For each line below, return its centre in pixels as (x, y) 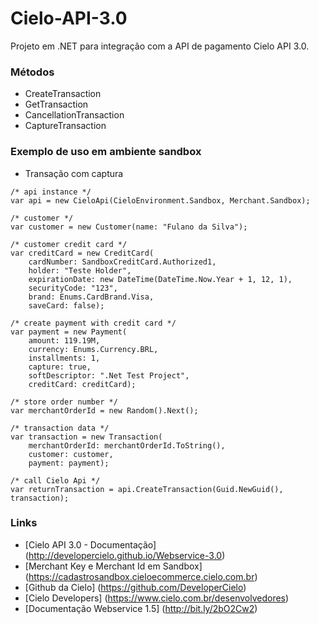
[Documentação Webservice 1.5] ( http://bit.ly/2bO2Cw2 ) (141, 608)
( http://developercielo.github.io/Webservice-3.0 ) (125, 555)
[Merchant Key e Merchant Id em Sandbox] (113, 566)
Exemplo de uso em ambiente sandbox (106, 152)
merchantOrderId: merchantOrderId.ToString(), (127, 445)
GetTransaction (56, 104)
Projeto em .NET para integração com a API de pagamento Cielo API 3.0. (160, 46)
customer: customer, (71, 454)
